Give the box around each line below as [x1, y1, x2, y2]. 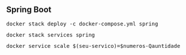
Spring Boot [6, 5, 52, 15]
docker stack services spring [6, 31, 95, 38]
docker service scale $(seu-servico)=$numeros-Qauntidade [6, 43, 181, 49]
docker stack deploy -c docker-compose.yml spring [6, 20, 158, 27]
